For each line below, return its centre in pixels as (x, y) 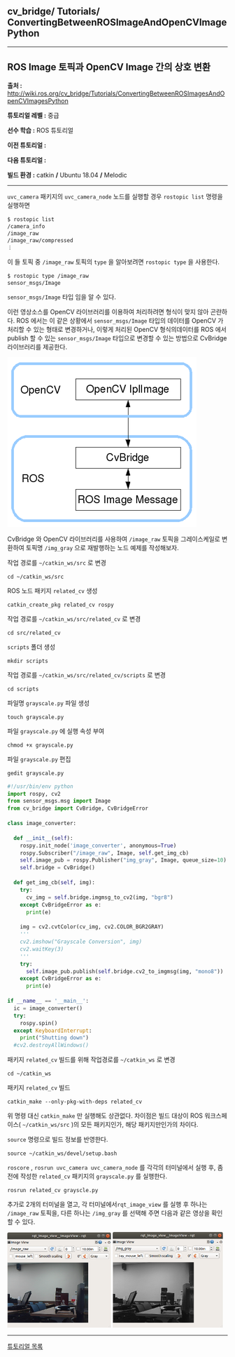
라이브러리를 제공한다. (37, 347)
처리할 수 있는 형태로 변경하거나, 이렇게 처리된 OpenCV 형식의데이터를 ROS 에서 (117, 329)
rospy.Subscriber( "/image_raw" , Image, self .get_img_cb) (105, 853)
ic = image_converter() (48, 1008)
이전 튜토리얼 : (27, 145)
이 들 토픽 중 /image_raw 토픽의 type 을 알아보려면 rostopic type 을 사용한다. (114, 262)
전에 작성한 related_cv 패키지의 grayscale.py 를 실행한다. (87, 1176)
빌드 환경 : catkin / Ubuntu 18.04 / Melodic (67, 175)
